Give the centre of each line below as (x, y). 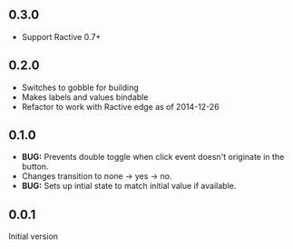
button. (35, 166)
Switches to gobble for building (80, 87)
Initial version (34, 236)
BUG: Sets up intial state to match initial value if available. (129, 186)
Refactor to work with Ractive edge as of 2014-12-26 (120, 106)
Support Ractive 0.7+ (61, 36)
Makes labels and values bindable (85, 97)
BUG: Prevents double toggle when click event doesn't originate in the (153, 157)
